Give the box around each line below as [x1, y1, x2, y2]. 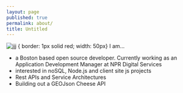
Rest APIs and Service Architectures [15, 74, 107, 81]
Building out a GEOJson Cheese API [15, 80, 106, 88]
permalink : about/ [6, 20, 53, 26]
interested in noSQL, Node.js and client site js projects [15, 67, 151, 75]
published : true [6, 15, 48, 21]
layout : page [6, 9, 40, 15]
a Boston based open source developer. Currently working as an [15, 54, 178, 61]
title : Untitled [6, 26, 48, 32]
